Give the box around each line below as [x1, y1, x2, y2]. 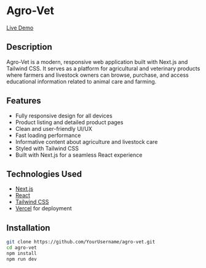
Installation [6, 223, 50, 233]
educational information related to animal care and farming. [6, 77, 157, 85]
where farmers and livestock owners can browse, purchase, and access [6, 71, 189, 79]
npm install [6, 250, 37, 256]
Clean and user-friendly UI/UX [15, 125, 92, 132]
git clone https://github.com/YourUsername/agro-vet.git [6, 239, 156, 245]
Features [6, 96, 41, 106]
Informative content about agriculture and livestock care [15, 138, 158, 145]
